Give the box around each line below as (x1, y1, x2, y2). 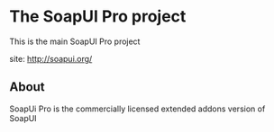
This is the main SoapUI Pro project (9, 36, 141, 47)
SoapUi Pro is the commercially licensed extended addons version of (9, 103, 266, 114)
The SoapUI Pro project (9, 6, 187, 27)
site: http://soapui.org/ (9, 53, 93, 64)
